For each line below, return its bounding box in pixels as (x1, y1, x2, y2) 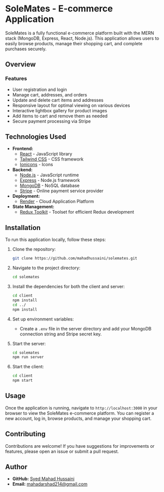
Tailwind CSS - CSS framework (19, 156, 83, 162)
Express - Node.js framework (19, 177, 81, 183)
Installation (5, 223, 41, 232)
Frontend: (12, 146, 33, 152)
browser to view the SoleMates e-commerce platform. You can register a (5, 410, 154, 416)
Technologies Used (5, 133, 66, 141)
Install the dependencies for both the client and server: (12, 284, 125, 289)
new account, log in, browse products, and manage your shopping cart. (5, 415, 152, 421)
